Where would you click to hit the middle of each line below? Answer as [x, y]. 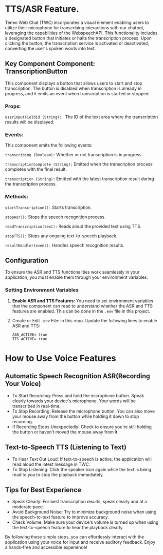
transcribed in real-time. [36, 406]
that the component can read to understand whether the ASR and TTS [82, 306]
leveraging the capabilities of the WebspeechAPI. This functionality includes [81, 33]
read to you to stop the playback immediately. [58, 474]
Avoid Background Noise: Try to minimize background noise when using [84, 512]
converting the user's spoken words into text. [50, 48]
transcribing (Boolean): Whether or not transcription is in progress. [74, 155]
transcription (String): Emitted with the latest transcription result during [80, 179]
